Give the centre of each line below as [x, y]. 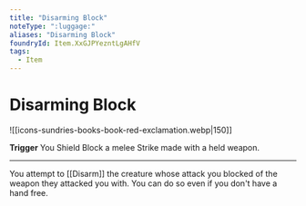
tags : [20, 52]
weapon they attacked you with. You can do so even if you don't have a [143, 183]
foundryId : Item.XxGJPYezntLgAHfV [75, 43]
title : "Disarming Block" [58, 18]
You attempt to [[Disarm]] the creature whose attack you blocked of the [143, 173]
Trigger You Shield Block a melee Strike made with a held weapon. [135, 147]
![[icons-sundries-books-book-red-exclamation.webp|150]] [121, 130]
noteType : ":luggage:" [52, 26]
